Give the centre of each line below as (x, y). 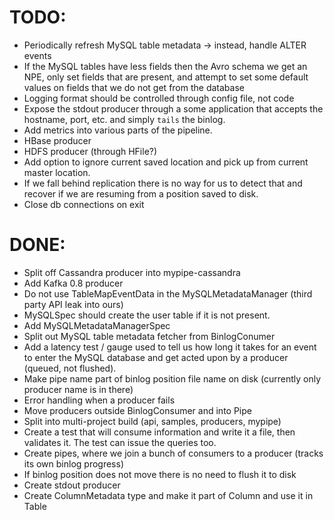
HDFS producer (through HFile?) (90, 151)
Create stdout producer (72, 485)
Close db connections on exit (84, 204)
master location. (57, 172)
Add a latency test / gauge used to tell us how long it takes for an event (170, 347)
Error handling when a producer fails (99, 400)
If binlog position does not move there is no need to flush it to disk (160, 474)
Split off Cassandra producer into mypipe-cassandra (132, 272)
